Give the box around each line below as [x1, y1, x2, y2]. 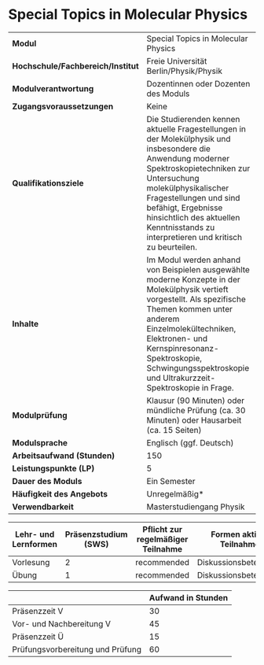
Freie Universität [146, 55, 207, 66]
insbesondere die [146, 143, 211, 154]
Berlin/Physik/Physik [146, 65, 222, 76]
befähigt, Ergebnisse [146, 202, 223, 213]
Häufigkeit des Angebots [12, 488, 108, 499]
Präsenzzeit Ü [12, 631, 64, 642]
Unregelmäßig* [146, 488, 204, 499]
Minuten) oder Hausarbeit [146, 415, 242, 426]
